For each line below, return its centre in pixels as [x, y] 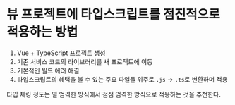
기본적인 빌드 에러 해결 [48, 70]
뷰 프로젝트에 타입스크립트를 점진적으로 [113, 14]
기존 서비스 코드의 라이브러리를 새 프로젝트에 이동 [85, 61]
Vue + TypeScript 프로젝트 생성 [61, 53]
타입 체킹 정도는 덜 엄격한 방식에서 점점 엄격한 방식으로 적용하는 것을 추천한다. [114, 94]
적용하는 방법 [42, 32]
